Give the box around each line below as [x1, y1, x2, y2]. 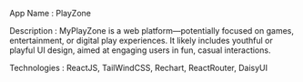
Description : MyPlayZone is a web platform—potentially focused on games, [9, 26, 294, 36]
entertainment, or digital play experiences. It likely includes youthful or [9, 36, 273, 46]
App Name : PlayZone [9, 8, 91, 18]
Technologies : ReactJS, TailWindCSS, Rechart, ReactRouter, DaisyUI [9, 63, 268, 73]
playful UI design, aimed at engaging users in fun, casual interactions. [9, 45, 271, 56]
